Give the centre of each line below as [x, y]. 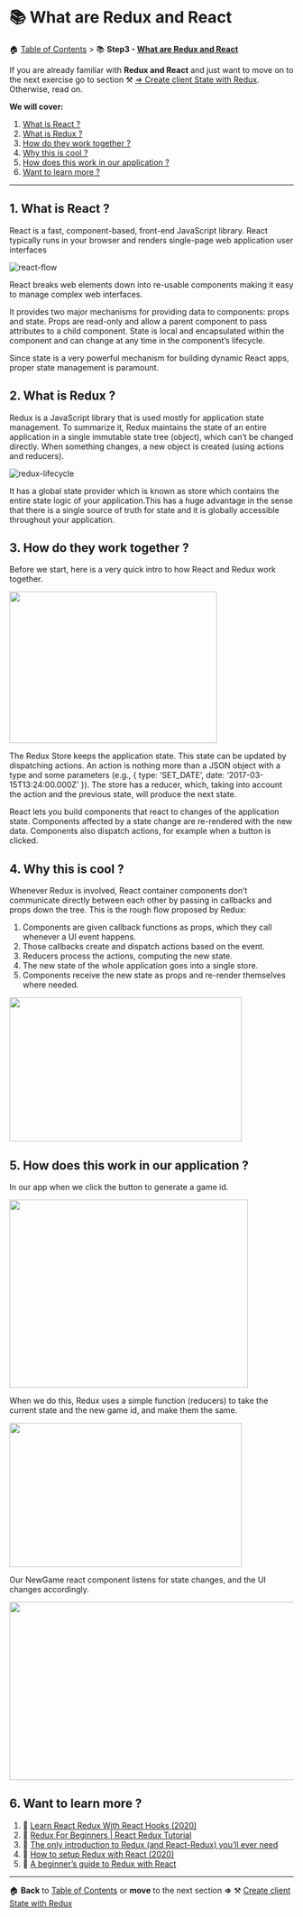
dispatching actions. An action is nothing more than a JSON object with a [145, 766]
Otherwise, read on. [46, 89]
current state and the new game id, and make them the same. [124, 1410]
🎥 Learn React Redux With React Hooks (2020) [110, 1825]
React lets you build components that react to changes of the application [144, 812]
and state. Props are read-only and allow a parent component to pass [138, 321]
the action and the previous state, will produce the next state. [123, 794]
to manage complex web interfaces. [76, 294]
